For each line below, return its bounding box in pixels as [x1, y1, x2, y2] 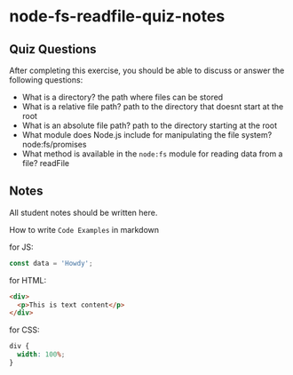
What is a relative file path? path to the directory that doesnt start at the [21, 101, 284, 112]
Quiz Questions [9, 42, 97, 57]
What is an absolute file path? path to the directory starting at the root [21, 120, 278, 131]
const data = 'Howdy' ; [9, 259, 93, 267]
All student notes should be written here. [9, 207, 158, 218]
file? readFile [21, 158, 69, 168]
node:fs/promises [21, 140, 87, 149]
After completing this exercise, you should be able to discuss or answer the [9, 65, 285, 76]
